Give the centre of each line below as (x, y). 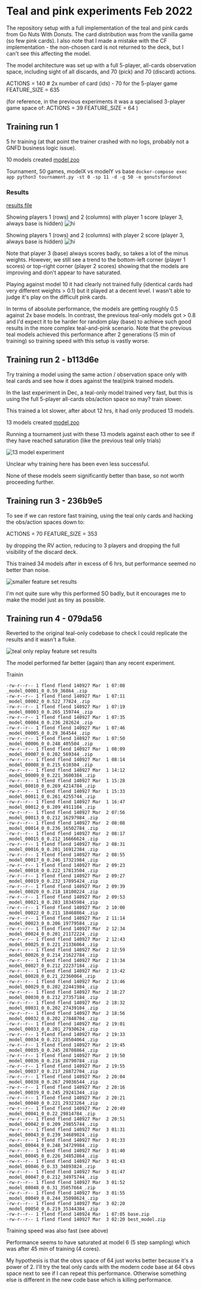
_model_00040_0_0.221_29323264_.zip (52, 1104)
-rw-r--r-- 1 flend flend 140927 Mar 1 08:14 (66, 760)
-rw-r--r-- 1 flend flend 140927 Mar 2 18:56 (66, 1014)
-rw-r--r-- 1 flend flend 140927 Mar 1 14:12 (66, 770)
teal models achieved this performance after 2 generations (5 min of (91, 335)
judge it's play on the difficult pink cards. (57, 297)
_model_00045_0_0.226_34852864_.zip (52, 1156)
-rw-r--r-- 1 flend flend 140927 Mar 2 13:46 (66, 982)
